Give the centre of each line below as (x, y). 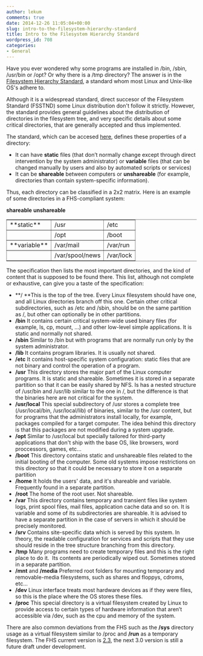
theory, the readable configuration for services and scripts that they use (105, 538)
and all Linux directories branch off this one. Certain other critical (96, 301)
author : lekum (24, 12)
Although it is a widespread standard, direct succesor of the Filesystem (95, 99)
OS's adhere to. (26, 88)
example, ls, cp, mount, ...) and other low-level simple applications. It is (103, 327)
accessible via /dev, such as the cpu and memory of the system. (95, 616)
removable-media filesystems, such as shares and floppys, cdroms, (99, 577)
